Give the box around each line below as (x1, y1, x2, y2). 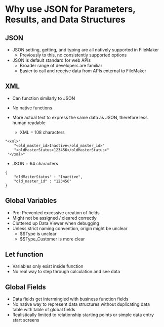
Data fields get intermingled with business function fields (12, 296, 128, 302)
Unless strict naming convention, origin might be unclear (12, 225, 128, 231)
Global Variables (5, 196, 57, 205)
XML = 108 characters (19, 129, 65, 135)
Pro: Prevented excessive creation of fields (12, 209, 100, 216)
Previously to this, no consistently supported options (19, 52, 127, 58)
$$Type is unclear (19, 231, 57, 236)
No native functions (12, 105, 53, 111)
